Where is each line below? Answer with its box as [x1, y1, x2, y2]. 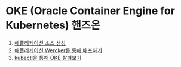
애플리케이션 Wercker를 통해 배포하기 [14, 46, 103, 54]
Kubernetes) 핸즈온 [5, 19, 101, 32]
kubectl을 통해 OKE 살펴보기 [14, 54, 82, 61]
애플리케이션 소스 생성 [14, 39, 66, 46]
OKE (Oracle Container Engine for [5, 4, 176, 18]
